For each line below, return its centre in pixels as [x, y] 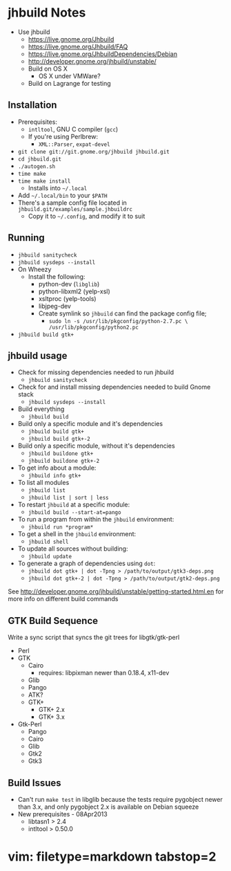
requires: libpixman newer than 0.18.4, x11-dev [104, 673]
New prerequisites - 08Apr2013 [62, 814]
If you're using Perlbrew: [63, 136]
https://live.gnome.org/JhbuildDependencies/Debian [103, 54]
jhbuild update [50, 557]
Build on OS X [48, 68]
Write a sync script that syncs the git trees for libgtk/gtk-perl [94, 637]
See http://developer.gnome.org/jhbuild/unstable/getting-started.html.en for [116, 592]
